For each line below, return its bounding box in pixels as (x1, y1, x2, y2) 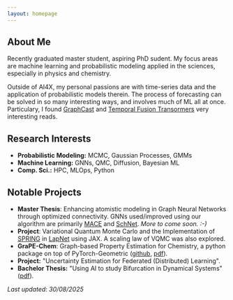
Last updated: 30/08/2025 (7, 285, 84, 294)
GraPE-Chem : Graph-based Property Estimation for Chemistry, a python (17, 242, 226, 250)
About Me (7, 36, 51, 48)
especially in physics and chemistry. (7, 69, 112, 77)
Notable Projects (7, 186, 82, 198)
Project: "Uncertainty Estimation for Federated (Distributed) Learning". (17, 257, 221, 265)
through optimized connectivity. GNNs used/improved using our (17, 212, 202, 220)
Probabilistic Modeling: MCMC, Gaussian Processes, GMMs (17, 151, 193, 160)
